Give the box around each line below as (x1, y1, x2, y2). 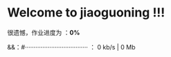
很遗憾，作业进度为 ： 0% (7, 28, 80, 36)
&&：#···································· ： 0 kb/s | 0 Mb (7, 43, 136, 51)
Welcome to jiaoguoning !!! (7, 5, 165, 21)
